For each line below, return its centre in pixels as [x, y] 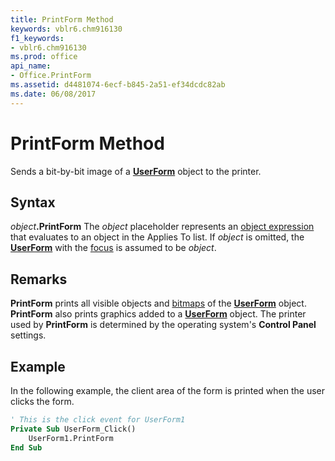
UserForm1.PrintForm [71, 438]
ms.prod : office [44, 57]
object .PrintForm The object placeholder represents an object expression [162, 227]
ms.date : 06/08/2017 [53, 94]
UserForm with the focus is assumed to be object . [113, 248]
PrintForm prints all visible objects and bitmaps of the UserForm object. [158, 303]
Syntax [33, 202]
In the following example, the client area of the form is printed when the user [168, 390]
